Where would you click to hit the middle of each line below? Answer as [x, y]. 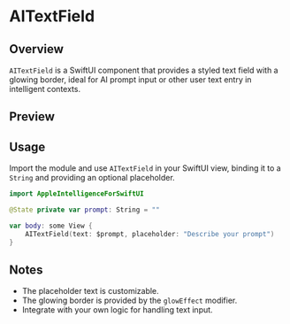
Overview [37, 49]
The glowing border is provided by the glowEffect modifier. [130, 301]
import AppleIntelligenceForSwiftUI [76, 194]
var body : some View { [51, 226]
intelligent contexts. [45, 89]
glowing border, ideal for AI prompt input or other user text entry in [130, 80]
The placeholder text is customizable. [90, 291]
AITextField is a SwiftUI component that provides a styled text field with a [144, 70]
